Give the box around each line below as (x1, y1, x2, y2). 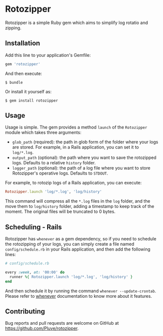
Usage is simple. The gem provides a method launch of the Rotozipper (5, 124, 147, 130)
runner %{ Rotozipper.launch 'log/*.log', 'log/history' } (9, 274, 133, 279)
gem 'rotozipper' (5, 61, 41, 67)
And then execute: (5, 70, 42, 77)
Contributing (5, 308, 45, 316)
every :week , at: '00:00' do (5, 270, 65, 275)
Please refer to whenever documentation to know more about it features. (5, 293, 152, 299)
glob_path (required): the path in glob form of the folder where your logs (12, 139, 159, 145)
